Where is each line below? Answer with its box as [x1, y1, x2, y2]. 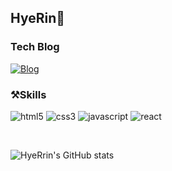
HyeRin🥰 [10, 10, 66, 27]
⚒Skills [10, 87, 47, 101]
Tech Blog [10, 40, 60, 54]
